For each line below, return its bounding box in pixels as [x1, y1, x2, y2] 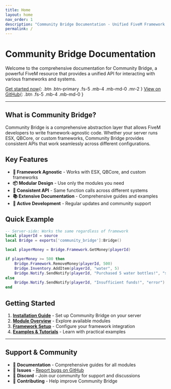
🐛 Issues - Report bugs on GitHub [12, 367, 84, 373]
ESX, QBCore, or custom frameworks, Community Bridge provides [5, 135, 144, 141]
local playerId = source [5, 233, 58, 238]
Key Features [5, 155, 48, 164]
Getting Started [5, 299, 55, 308]
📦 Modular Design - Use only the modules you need [12, 180, 125, 186]
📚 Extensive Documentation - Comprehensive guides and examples [12, 193, 158, 199]
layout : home [5, 12, 33, 17]
